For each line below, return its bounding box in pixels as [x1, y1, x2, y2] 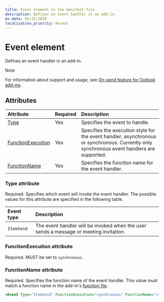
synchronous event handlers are [81, 145, 155, 152]
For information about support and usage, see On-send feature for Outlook [5, 77, 156, 83]
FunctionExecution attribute [5, 243, 73, 250]
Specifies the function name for [81, 159, 154, 166]
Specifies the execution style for [81, 127, 155, 133]
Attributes [5, 96, 37, 105]
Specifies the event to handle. [81, 119, 149, 126]
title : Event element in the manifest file [5, 7, 95, 12]
